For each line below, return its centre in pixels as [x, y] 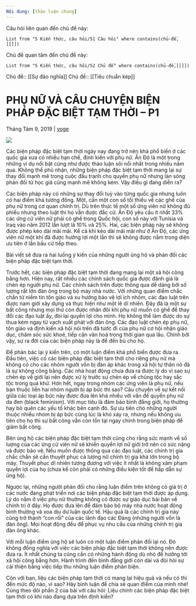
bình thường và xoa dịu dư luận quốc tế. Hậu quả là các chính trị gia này [93, 511]
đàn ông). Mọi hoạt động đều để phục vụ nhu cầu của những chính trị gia [94, 524]
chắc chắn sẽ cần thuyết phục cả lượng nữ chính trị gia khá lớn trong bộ [93, 457]
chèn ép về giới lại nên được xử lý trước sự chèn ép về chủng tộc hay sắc [94, 377]
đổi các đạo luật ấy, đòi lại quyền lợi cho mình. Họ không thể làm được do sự [98, 316]
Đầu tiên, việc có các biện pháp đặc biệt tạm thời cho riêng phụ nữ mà [91, 358]
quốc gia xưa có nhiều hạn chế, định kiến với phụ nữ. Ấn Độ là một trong [93, 157]
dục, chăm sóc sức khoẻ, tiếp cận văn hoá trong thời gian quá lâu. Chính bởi [98, 334]
